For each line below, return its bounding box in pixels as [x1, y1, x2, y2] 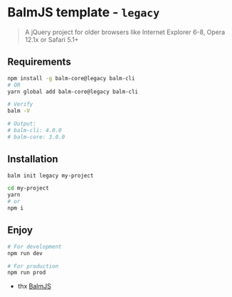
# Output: [7, 120, 37, 128]
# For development [7, 243, 62, 250]
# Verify [7, 101, 33, 108]
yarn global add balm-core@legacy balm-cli [7, 88, 139, 95]
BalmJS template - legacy [7, 4, 160, 21]
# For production [7, 262, 59, 270]
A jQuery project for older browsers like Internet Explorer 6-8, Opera [24, 28, 226, 36]
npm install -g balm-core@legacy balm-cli [7, 75, 135, 82]
